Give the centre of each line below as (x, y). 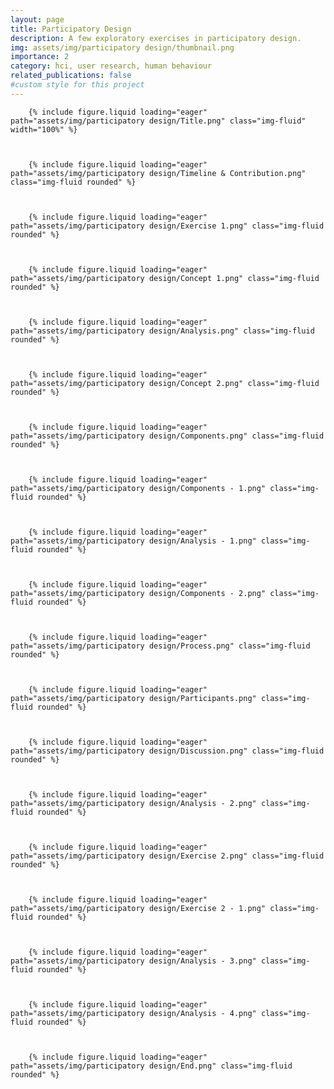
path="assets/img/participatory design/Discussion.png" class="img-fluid (167, 751)
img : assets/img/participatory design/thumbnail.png (122, 47)
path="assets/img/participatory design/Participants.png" (133, 698)
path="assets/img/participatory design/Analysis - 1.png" (133, 541)
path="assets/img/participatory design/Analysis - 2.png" (133, 803)
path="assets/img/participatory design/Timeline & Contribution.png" (158, 173)
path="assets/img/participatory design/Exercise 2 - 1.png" (138, 908)
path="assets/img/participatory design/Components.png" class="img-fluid (167, 436)
